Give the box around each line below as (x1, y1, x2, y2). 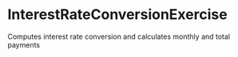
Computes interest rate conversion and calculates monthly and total (7, 32, 231, 41)
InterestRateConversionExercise (7, 6, 228, 24)
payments (7, 40, 41, 49)
